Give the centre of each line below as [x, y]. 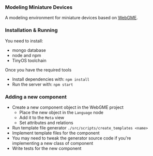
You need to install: [24, 41]
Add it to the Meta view [42, 117]
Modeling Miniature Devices [39, 7]
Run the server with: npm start [43, 84]
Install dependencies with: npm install [51, 79]
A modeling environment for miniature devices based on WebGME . [71, 18]
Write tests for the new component [47, 148]
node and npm [26, 55]
